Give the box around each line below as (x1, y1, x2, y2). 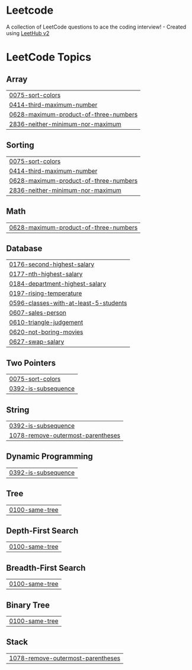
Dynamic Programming (6, 452, 93, 462)
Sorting (6, 140, 34, 151)
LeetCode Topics (6, 51, 92, 64)
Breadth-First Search (6, 563, 86, 573)
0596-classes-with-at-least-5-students (9, 299, 127, 307)
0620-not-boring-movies (9, 328, 84, 336)
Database (6, 243, 43, 253)
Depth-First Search (6, 526, 79, 536)
